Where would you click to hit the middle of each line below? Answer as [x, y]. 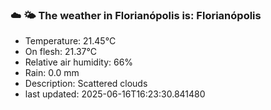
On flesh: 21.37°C [60, 52]
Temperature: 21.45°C [70, 41]
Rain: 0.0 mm [52, 73]
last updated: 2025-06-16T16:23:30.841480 [115, 94]
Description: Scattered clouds [86, 84]
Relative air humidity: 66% [79, 62]
